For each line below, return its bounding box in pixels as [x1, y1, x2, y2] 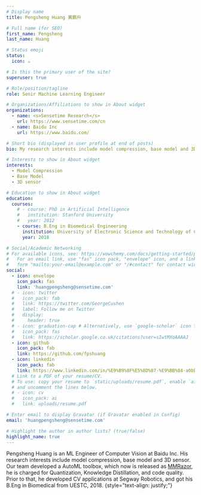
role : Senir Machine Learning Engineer [6, 91, 106, 97]
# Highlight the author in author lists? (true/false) [6, 428, 146, 434]
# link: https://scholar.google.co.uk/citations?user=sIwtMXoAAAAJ [11, 334, 188, 340]
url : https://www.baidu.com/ [17, 129, 90, 135]
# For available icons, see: [6, 251, 79, 257]
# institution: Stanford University [17, 212, 114, 218]
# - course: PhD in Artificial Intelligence [17, 206, 130, 212]
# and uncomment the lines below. [11, 384, 98, 390]
